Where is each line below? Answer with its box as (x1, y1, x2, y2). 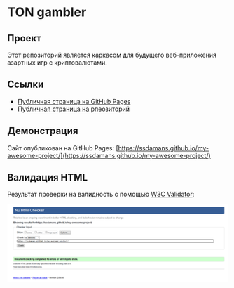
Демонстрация (7, 125, 78, 137)
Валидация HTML (7, 171, 88, 183)
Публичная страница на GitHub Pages (17, 97, 131, 105)
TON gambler (7, 4, 87, 20)
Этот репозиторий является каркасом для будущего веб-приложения (7, 51, 217, 59)
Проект (7, 32, 42, 44)
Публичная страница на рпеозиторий (17, 105, 130, 113)
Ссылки (7, 79, 44, 91)
